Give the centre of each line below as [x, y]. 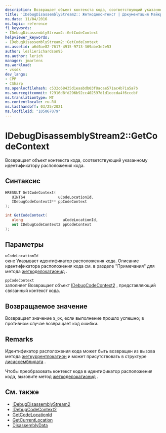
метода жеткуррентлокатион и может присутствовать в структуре [76, 357]
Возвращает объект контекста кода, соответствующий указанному [76, 160]
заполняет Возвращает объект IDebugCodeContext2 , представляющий [81, 286]
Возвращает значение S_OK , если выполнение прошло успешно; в [75, 318]
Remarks [19, 339]
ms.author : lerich [24, 56]
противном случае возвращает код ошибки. [52, 324]
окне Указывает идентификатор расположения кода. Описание [72, 261]
